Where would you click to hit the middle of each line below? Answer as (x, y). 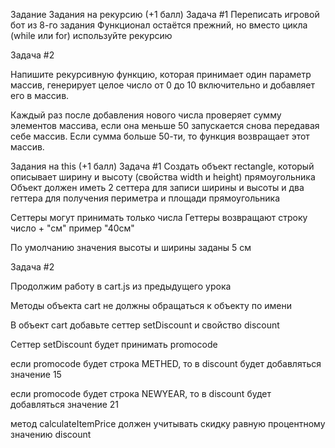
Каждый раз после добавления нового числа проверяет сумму (146, 115)
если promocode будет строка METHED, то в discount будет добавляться (166, 363)
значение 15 (36, 374)
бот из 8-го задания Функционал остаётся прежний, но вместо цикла (159, 25)
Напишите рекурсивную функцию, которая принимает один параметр (161, 74)
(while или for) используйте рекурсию (91, 35)
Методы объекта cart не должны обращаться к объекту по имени (151, 305)
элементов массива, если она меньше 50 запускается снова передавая (165, 125)
